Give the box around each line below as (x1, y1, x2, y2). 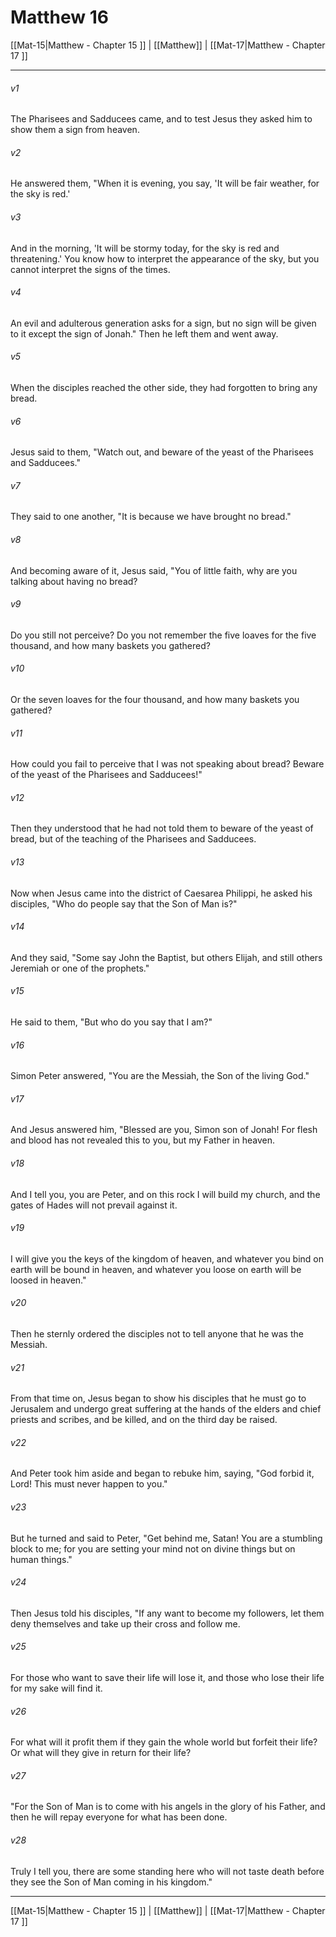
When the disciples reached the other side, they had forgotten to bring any (10, 381, 318, 393)
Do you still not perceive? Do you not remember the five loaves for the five (10, 629, 317, 641)
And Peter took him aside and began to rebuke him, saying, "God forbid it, (10, 1467, 315, 1480)
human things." (10, 1553, 73, 1565)
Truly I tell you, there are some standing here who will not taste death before (10, 1865, 325, 1877)
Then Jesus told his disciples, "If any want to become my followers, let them (10, 1607, 325, 1619)
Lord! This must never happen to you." (10, 1478, 168, 1490)
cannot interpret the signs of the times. (10, 263, 171, 275)
